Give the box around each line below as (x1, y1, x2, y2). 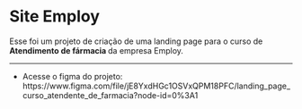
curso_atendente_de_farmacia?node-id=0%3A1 (22, 89, 199, 100)
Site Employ (9, 6, 101, 27)
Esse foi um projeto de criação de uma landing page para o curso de (9, 36, 263, 46)
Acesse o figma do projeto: (22, 71, 123, 81)
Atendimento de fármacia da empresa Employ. (9, 45, 184, 55)
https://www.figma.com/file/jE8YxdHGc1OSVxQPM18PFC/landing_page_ (22, 80, 290, 91)
